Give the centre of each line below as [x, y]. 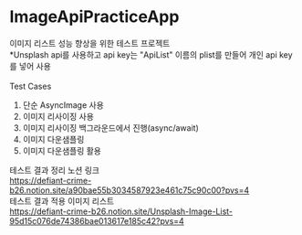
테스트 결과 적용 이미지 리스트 [62, 201]
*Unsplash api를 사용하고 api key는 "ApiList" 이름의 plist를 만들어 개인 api [144, 54]
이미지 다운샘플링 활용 [62, 150]
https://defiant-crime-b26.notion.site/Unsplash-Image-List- [121, 211]
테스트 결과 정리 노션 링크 [55, 170]
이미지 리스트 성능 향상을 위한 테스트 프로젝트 [90, 43]
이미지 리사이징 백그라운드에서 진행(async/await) [110, 128]
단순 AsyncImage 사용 [63, 105]
